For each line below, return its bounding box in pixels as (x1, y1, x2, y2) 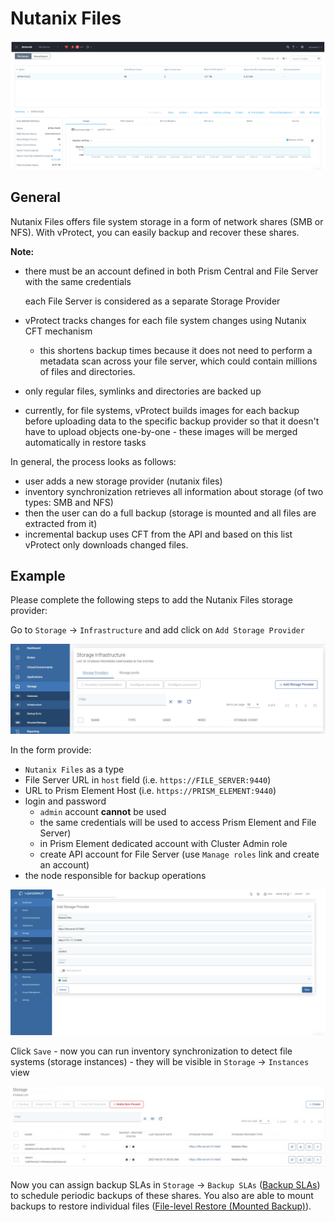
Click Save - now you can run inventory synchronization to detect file (10, 1045, 293, 1057)
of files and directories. (39, 365, 136, 377)
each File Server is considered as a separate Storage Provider (24, 295, 281, 307)
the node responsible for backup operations (24, 870, 207, 882)
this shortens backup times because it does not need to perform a (39, 344, 313, 356)
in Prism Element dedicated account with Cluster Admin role (39, 838, 288, 850)
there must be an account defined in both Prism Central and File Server (24, 265, 319, 277)
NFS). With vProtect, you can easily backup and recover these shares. (10, 226, 300, 238)
